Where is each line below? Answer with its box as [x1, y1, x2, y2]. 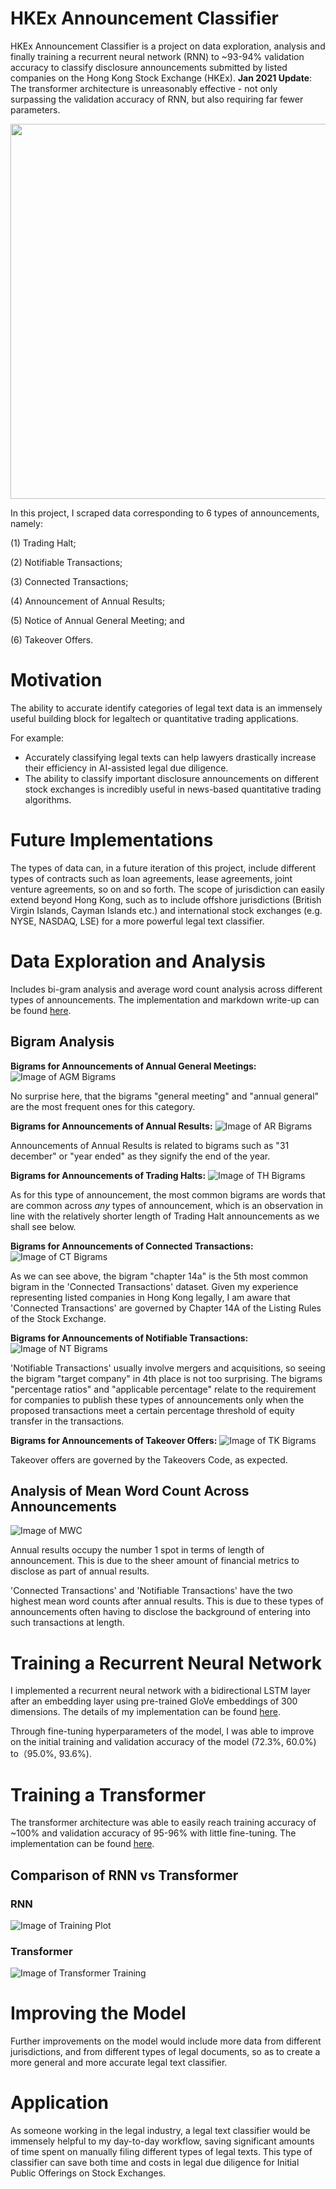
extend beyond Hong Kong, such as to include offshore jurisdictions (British [10, 893, 322, 906]
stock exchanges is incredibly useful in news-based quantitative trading [24, 783, 322, 795]
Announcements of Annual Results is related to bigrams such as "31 [10, 1139, 290, 1151]
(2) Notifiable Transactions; [10, 556, 123, 568]
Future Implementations [10, 829, 214, 852]
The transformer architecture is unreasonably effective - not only [10, 82, 278, 94]
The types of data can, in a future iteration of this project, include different [10, 862, 317, 874]
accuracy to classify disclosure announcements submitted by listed [10, 61, 288, 73]
